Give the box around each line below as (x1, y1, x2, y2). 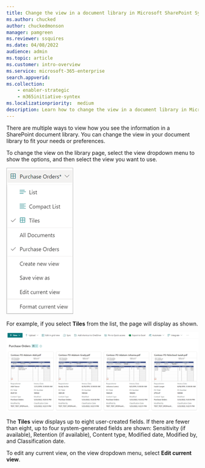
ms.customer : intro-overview (6, 61, 81, 67)
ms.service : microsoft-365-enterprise (6, 68, 105, 74)
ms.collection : (6, 81, 45, 87)
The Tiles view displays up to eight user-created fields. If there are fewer (6, 418, 190, 425)
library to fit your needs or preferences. (6, 137, 106, 144)
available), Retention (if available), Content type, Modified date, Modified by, (6, 431, 198, 438)
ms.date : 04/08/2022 (6, 42, 59, 48)
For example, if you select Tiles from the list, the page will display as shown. (6, 320, 198, 327)
